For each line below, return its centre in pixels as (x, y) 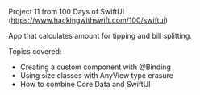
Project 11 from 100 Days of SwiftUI (67, 12)
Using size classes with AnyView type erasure (96, 75)
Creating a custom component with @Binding (96, 67)
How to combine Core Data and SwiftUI (85, 84)
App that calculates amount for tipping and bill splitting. (100, 36)
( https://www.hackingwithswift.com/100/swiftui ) (88, 20)
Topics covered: (35, 51)
